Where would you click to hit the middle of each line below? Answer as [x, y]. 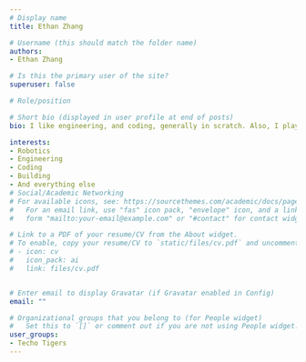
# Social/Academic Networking [67, 193]
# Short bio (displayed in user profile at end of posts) [122, 117]
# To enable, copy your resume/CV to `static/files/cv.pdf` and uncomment [154, 243]
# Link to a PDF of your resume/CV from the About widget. [124, 235]
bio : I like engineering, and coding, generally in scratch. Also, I [144, 126]
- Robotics [30, 151]
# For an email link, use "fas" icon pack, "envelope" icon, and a [144, 210]
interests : [30, 142]
